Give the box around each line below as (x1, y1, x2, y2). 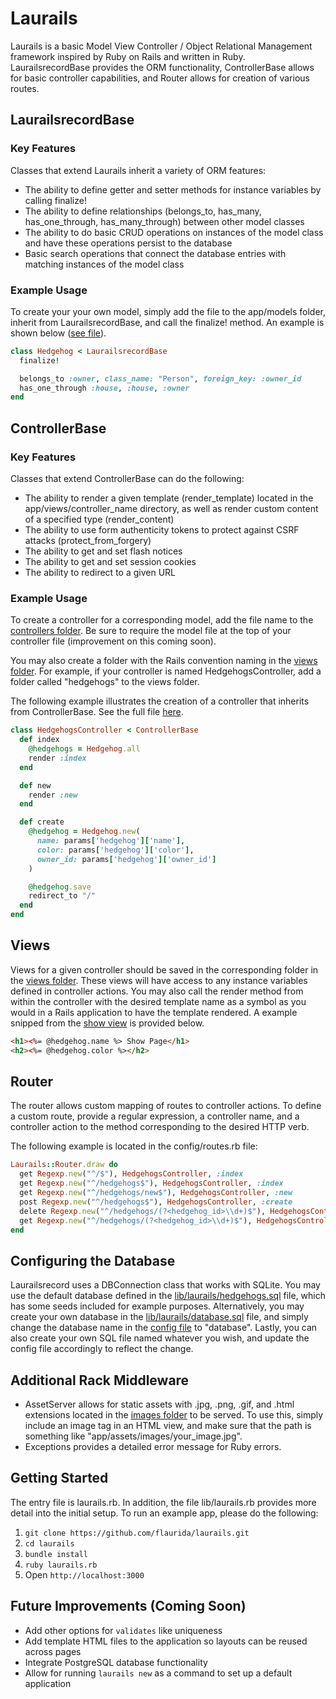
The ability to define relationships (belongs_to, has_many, (24, 205, 262, 217)
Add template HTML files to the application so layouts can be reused (24, 1635, 308, 1647)
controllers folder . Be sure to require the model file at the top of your (10, 625, 292, 637)
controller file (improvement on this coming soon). (10, 635, 217, 647)
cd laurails (24, 1538, 75, 1549)
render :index (28, 753, 87, 763)
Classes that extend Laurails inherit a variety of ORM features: (10, 164, 267, 176)
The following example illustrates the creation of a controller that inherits (10, 695, 310, 707)
